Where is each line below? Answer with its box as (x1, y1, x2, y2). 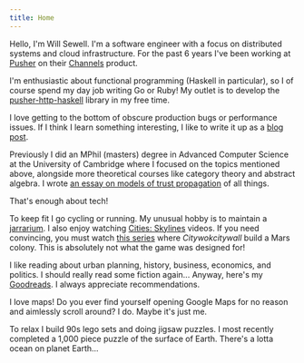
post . (9, 131, 29, 142)
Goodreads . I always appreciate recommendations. (9, 279, 201, 289)
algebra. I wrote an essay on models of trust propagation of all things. (9, 178, 270, 189)
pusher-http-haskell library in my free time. (9, 94, 171, 105)
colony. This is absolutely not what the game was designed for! (9, 241, 246, 252)
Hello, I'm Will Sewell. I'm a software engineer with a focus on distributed (9, 38, 283, 49)
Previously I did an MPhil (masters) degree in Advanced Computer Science (9, 149, 289, 160)
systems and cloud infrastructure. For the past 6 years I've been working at (9, 47, 291, 59)
